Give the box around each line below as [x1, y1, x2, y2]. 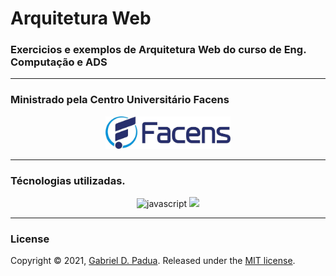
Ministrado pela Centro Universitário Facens [10, 93, 230, 107]
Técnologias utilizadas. [10, 173, 126, 187]
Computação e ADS [10, 55, 108, 69]
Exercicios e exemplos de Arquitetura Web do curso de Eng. [10, 43, 307, 57]
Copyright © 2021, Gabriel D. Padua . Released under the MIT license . [10, 255, 296, 267]
